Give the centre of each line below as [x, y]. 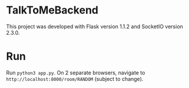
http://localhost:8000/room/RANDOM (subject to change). [75, 79]
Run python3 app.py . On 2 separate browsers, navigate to [76, 72]
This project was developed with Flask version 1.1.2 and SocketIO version [95, 26]
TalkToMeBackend [52, 10]
